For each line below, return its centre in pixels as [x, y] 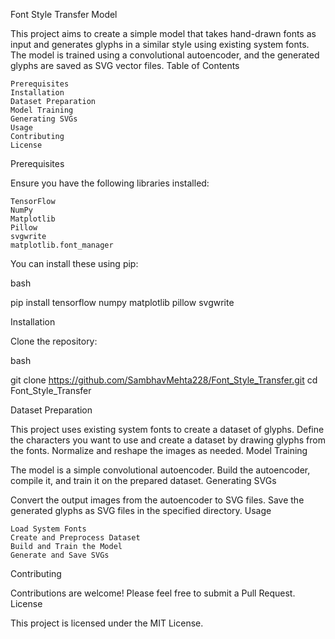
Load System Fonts [48, 529]
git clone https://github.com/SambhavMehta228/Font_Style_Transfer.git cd [164, 380]
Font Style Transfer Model [64, 14]
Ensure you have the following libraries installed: [110, 183]
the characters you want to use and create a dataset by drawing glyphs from [168, 440]
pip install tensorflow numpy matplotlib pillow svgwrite [122, 302]
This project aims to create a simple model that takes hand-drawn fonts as [163, 33]
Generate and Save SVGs [60, 555]
